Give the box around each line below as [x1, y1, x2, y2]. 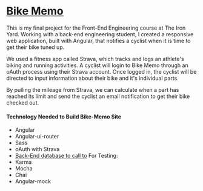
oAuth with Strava [15, 146, 60, 153]
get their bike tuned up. [6, 44, 65, 51]
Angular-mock [15, 178, 52, 185]
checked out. [6, 99, 39, 106]
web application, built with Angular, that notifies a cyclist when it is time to [6, 37, 191, 44]
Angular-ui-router [15, 133, 59, 140]
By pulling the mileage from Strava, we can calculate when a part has [6, 86, 179, 93]
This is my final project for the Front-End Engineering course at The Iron [6, 24, 186, 31]
